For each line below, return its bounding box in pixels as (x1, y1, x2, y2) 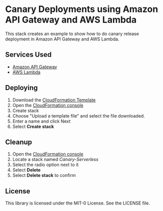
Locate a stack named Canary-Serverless (12, 156, 98, 162)
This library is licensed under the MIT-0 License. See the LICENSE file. (5, 200, 150, 206)
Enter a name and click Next (12, 118, 71, 124)
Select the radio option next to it (12, 161, 79, 168)
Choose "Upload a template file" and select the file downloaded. (12, 112, 145, 118)
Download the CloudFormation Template (12, 96, 96, 103)
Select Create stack (12, 123, 54, 129)
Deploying (5, 83, 38, 92)
